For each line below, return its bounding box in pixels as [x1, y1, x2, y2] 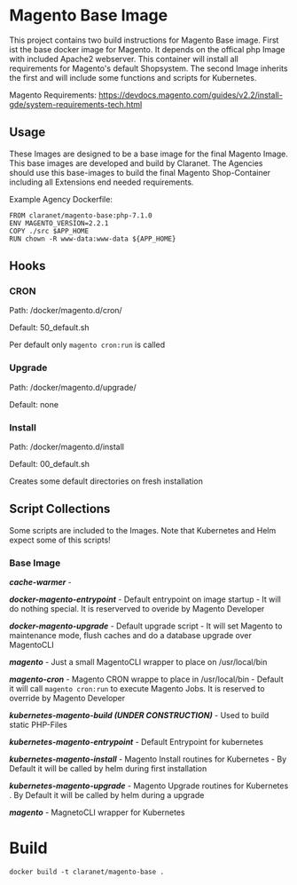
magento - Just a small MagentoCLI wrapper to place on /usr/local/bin [9, 657, 268, 668]
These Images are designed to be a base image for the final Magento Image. [9, 148, 288, 159]
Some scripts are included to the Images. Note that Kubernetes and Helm [9, 525, 277, 535]
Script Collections [9, 502, 111, 517]
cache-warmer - [9, 577, 73, 588]
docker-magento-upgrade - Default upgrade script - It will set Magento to [9, 620, 283, 631]
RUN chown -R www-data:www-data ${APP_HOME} [9, 234, 176, 243]
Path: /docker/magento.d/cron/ [9, 305, 122, 316]
